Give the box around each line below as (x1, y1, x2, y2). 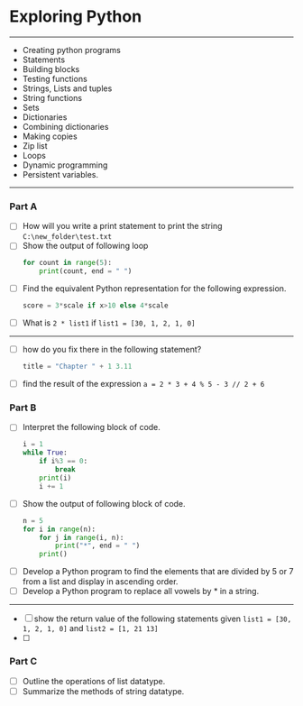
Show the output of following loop (22, 241, 149, 252)
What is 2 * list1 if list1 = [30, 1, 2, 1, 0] (22, 317, 196, 328)
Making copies (22, 131, 78, 142)
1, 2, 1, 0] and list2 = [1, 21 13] (22, 623, 159, 634)
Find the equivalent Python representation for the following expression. (22, 283, 287, 294)
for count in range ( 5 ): (22, 259, 113, 268)
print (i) (39, 473, 72, 482)
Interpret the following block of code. (22, 422, 161, 433)
